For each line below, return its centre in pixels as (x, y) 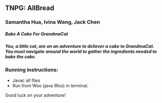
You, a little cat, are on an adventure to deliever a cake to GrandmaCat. (80, 46)
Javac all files (26, 80)
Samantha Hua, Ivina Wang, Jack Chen (53, 22)
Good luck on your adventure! (35, 95)
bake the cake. (21, 57)
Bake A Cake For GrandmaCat (37, 34)
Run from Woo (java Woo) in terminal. (50, 86)
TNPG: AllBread (30, 8)
